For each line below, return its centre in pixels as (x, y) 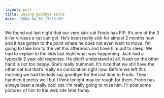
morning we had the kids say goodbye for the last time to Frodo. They (76, 75)
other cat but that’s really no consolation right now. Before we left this (76, 69)
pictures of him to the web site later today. (48, 90)
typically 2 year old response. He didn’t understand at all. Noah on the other (82, 59)
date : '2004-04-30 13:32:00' (35, 19)
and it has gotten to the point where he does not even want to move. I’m (78, 43)
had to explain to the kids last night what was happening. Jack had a (74, 54)
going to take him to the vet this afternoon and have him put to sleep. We (79, 49)
